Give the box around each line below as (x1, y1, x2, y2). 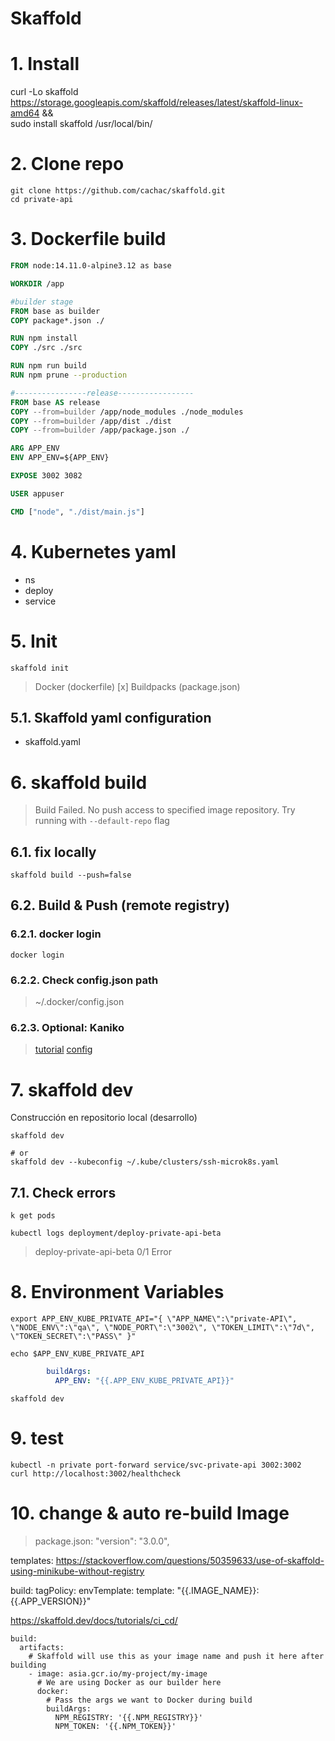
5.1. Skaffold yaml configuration (10, 709, 212, 726)
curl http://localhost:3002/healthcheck (10, 1468, 182, 1479)
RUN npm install (10, 333, 78, 344)
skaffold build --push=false (10, 870, 132, 881)
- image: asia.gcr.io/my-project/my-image (28, 1668, 208, 1679)
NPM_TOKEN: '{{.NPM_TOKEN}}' (54, 1721, 177, 1731)
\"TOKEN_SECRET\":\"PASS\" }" (10, 1332, 137, 1342)
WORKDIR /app (10, 278, 65, 289)
